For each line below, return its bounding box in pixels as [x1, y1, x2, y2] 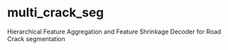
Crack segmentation [7, 34, 65, 42]
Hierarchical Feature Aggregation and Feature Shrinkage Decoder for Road [7, 27, 221, 36]
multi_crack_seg [7, 5, 104, 21]
